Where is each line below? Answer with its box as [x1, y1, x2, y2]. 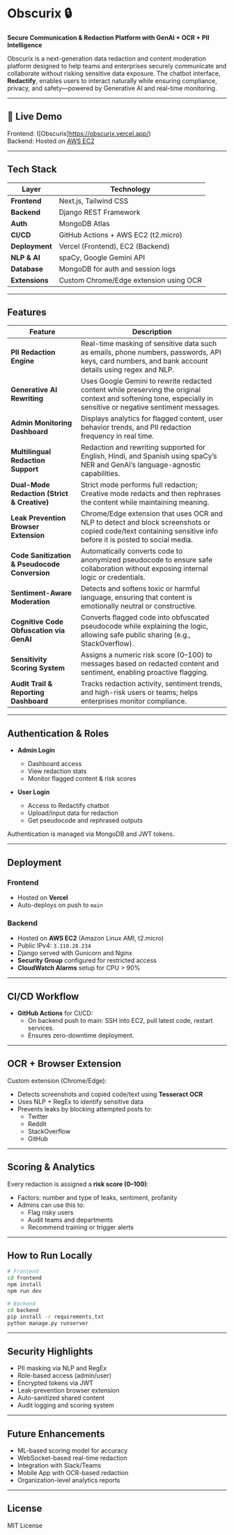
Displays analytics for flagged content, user [80, 414, 223, 424]
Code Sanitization [10, 551, 72, 560]
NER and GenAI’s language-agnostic [80, 460, 201, 470]
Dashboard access [27, 760, 82, 768]
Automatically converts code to [80, 546, 183, 556]
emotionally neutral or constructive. [80, 601, 197, 611]
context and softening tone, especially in [80, 394, 214, 403]
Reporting [10, 688, 45, 698]
